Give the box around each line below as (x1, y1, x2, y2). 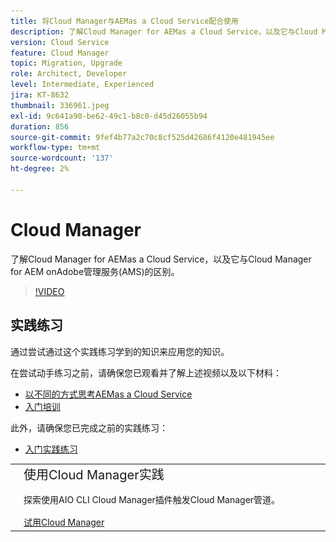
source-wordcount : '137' (10, 153, 114, 164)
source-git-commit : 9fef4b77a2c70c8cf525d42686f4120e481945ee (10, 132, 275, 142)
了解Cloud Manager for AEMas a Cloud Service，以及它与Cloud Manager (10, 253, 312, 265)
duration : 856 (10, 121, 70, 132)
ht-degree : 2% (10, 164, 70, 174)
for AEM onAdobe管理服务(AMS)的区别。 (10, 265, 180, 277)
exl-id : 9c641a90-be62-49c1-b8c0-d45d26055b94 (10, 111, 208, 121)
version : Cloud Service (10, 37, 110, 47)
